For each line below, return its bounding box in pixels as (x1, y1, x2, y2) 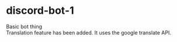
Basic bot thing (6, 23, 43, 30)
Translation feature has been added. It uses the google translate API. (6, 29, 171, 36)
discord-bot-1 (6, 4, 74, 17)
